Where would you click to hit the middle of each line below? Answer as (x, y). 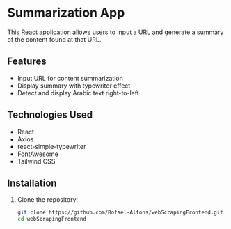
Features (27, 62)
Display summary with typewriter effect (74, 86)
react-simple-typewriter (51, 146)
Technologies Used (50, 115)
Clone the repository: (48, 200)
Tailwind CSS (36, 161)
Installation (32, 183)
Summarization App (66, 13)
